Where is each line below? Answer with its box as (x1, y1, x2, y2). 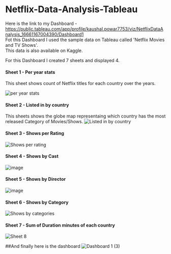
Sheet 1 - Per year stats (5, 69, 55, 75)
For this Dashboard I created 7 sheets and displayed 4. (5, 57, 120, 63)
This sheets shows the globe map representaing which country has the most (5, 113, 166, 119)
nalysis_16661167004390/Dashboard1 (5, 31, 84, 37)
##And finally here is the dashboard (5, 243, 80, 249)
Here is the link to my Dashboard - (5, 20, 77, 26)
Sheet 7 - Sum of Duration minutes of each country (5, 222, 116, 228)
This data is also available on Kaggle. (5, 47, 83, 53)
